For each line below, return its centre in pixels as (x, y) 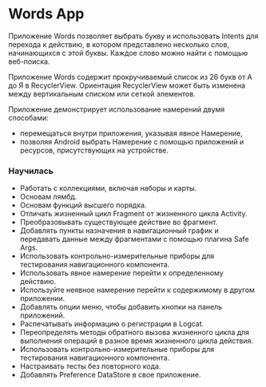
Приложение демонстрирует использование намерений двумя (117, 109)
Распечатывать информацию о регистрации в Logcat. (112, 324)
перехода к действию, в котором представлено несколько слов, (119, 44)
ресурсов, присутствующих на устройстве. (94, 150)
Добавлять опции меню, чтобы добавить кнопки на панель (121, 307)
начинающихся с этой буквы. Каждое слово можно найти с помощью (128, 53)
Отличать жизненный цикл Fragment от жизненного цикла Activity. (133, 214)
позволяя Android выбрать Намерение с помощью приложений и (132, 141)
